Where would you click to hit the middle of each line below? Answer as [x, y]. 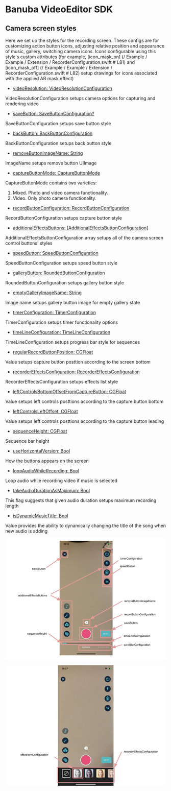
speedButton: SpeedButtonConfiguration [55, 253]
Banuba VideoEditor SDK [59, 9]
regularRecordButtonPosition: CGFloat [53, 352]
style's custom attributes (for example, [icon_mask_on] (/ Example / [76, 57]
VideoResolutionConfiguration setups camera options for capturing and [80, 98]
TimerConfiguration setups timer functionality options [62, 322]
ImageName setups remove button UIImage [51, 163]
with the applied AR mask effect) [40, 78]
